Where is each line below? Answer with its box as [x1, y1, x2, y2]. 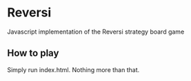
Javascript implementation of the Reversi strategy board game [7, 27, 185, 36]
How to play [7, 47, 59, 59]
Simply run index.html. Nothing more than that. [7, 65, 140, 73]
